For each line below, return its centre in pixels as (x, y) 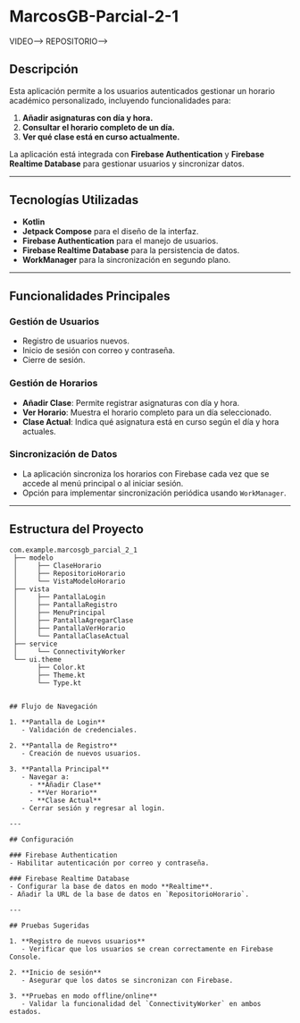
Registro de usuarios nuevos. (75, 341)
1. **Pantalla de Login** (57, 722)
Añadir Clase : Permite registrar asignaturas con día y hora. (131, 402)
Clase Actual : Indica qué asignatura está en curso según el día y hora (150, 421)
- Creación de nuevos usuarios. (81, 753)
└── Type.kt (59, 683)
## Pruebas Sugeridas (50, 926)
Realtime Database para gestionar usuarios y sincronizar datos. (127, 164)
